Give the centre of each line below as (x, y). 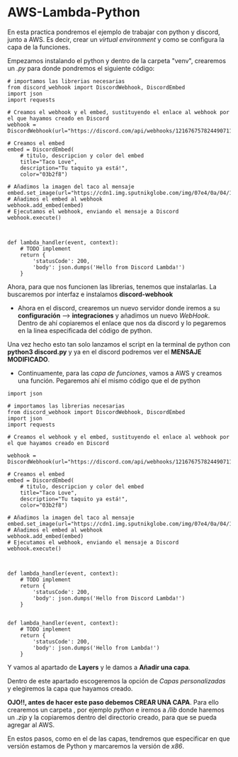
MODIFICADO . (29, 359)
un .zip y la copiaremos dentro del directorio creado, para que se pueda (112, 717)
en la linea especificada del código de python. (85, 330)
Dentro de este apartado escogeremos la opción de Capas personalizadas (117, 680)
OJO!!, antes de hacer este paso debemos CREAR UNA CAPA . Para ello (113, 702)
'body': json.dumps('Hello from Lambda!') (96, 648)
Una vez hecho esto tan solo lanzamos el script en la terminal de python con (119, 344)
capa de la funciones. (39, 47)
